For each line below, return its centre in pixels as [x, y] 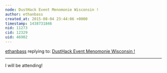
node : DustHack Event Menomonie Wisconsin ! [52, 10]
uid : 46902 [16, 37]
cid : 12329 [16, 33]
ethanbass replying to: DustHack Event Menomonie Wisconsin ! [70, 51]
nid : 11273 [16, 28]
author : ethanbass [24, 14]
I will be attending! [24, 65]
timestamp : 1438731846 [29, 23]
